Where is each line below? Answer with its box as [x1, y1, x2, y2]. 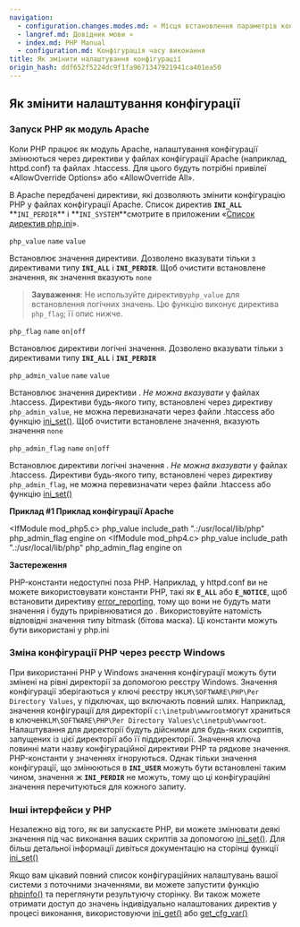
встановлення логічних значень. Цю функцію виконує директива [30, 298, 279, 309]
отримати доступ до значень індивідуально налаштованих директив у [9, 898, 278, 909]
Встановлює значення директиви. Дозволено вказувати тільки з [9, 253, 256, 263]
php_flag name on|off [9, 327, 87, 336]
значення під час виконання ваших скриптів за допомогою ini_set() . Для [9, 834, 286, 845]
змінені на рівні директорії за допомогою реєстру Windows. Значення [9, 676, 278, 687]
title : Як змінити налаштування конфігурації [9, 55, 181, 64]
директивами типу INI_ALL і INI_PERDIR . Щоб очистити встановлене [9, 262, 266, 273]
